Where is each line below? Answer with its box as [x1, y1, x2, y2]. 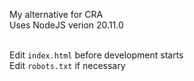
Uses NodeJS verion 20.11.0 [9, 19, 124, 31]
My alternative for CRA [9, 9, 104, 20]
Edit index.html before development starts [9, 49, 184, 61]
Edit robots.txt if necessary [9, 60, 126, 71]
